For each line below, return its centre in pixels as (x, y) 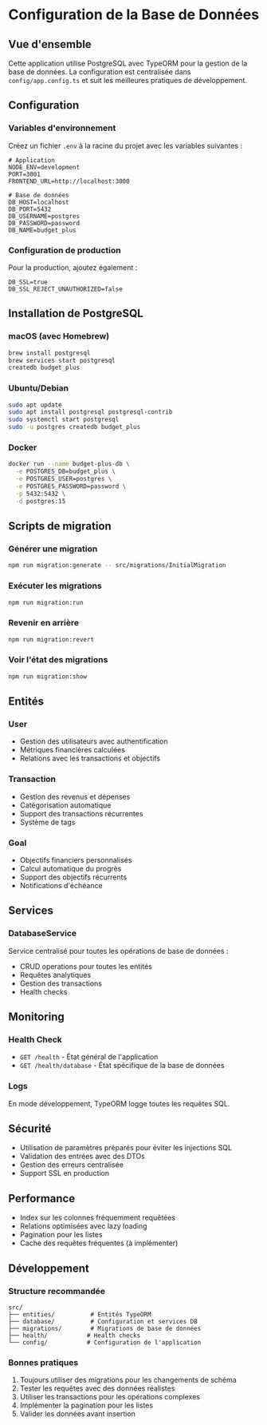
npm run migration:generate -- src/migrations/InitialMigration (117, 566)
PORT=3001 (25, 174)
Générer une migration (53, 549)
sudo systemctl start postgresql (64, 420)
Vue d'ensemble (50, 44)
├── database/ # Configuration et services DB (103, 1321)
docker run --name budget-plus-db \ (69, 464)
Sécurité (30, 1129)
